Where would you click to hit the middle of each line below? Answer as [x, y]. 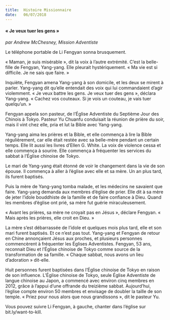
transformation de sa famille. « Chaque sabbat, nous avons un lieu [74, 255]
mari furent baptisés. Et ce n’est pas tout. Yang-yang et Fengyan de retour [83, 233]
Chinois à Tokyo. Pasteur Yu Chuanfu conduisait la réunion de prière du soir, [85, 119]
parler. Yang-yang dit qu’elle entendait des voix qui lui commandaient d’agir [84, 88]
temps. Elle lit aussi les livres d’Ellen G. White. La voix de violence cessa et [83, 145]
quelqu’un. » [18, 104]
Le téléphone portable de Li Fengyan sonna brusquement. [66, 52]
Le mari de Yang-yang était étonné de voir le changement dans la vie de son [85, 166]
